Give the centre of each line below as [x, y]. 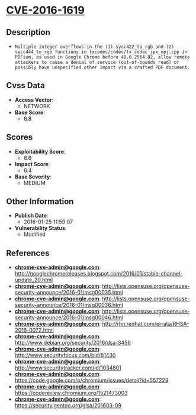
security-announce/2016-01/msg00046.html [69, 317]
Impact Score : [32, 164]
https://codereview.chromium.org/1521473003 [71, 393]
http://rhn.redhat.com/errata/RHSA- [146, 324]
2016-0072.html [34, 330]
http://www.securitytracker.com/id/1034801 [68, 368]
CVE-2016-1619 [45, 10]
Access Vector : [34, 100]
